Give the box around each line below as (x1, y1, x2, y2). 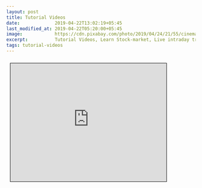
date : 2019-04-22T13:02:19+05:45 (6, 20, 122, 26)
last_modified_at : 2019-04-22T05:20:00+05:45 (6, 25, 122, 32)
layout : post (6, 8, 39, 15)
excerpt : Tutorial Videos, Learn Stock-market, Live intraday (6, 37, 189, 43)
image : (6, 31, 23, 37)
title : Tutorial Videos (6, 14, 66, 20)
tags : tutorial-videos (6, 43, 63, 49)
